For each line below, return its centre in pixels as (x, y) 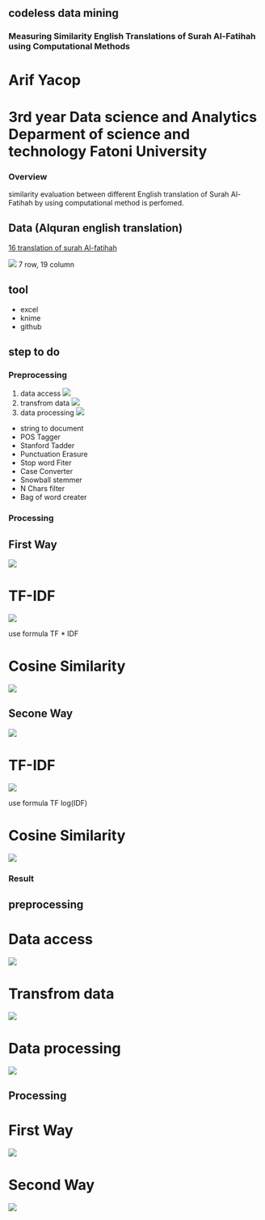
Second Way (52, 1185)
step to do (34, 352)
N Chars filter (42, 489)
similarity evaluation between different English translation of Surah (119, 194)
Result (21, 879)
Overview (28, 176)
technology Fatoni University (108, 151)
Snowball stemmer (51, 480)
